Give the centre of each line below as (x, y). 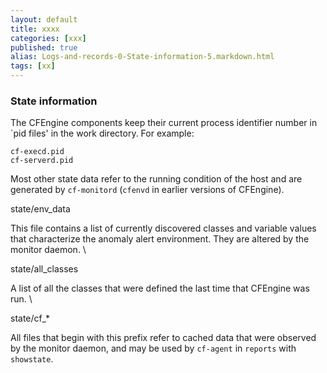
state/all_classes (44, 269)
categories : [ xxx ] (48, 38)
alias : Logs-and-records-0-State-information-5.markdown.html (142, 57)
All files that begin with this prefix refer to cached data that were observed (163, 338)
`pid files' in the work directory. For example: (102, 133)
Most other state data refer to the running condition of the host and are (156, 179)
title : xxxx (35, 29)
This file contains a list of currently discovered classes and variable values (163, 228)
